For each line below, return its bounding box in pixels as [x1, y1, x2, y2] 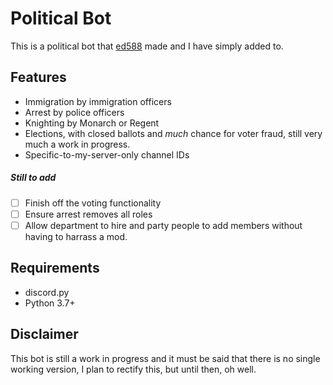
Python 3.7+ [24, 297, 76, 309]
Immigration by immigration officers [24, 95, 172, 107]
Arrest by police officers [24, 106, 125, 118]
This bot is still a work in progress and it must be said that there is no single [10, 352, 321, 364]
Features [10, 69, 67, 86]
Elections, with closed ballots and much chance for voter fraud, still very [24, 127, 323, 139]
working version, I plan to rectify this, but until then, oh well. [10, 363, 257, 375]
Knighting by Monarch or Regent [24, 117, 160, 129]
